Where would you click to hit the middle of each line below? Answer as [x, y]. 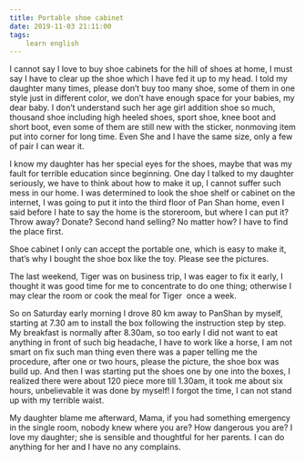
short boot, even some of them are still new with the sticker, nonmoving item [152, 127]
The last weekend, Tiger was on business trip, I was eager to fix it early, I [147, 276]
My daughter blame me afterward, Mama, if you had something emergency [150, 418]
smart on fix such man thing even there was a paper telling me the [133, 352]
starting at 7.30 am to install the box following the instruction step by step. [148, 323]
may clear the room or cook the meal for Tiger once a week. [123, 296]
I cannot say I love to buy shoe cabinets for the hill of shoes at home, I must [151, 69]
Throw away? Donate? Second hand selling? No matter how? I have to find [149, 222]
